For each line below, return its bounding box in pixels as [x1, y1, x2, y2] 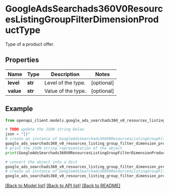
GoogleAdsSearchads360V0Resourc [5, 3, 163, 15]
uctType [5, 25, 41, 36]
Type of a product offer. [5, 41, 54, 47]
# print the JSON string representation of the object [5, 146, 123, 151]
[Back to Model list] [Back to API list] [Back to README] [5, 182, 121, 189]
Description [51, 71, 79, 78]
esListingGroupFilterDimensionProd [5, 14, 159, 25]
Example [5, 104, 33, 113]
